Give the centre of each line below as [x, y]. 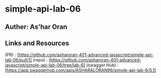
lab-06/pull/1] [19, 60]
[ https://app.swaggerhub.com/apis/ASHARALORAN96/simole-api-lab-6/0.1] [80, 70]
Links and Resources [37, 43]
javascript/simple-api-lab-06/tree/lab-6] [45, 65]
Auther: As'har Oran [36, 27]
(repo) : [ [42, 60]
